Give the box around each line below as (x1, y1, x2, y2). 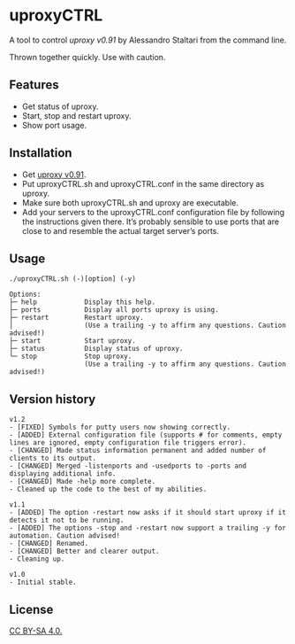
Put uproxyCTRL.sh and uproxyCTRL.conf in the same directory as (21, 178, 265, 189)
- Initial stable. (9, 578, 77, 587)
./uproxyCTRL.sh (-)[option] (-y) (9, 275, 137, 283)
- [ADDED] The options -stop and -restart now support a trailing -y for (9, 524, 287, 532)
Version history (9, 392, 96, 407)
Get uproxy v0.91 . (21, 169, 87, 180)
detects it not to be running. (9, 516, 125, 525)
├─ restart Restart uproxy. (9, 314, 144, 322)
